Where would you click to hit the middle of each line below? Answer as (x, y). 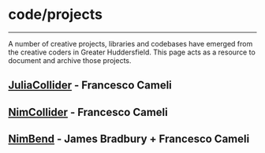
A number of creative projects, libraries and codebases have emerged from (131, 43)
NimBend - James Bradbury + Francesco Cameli (129, 139)
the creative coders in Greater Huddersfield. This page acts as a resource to (132, 52)
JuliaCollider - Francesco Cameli (90, 86)
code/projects (55, 15)
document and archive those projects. (70, 60)
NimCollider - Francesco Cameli (88, 112)
